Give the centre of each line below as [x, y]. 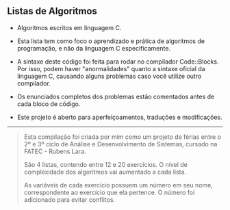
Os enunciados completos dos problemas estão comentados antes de [116, 96]
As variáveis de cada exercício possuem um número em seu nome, [118, 185]
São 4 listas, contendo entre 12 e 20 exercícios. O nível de [106, 164]
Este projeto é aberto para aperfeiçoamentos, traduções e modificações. [119, 117]
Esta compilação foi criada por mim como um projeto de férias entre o [122, 137]
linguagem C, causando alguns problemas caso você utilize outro [109, 76]
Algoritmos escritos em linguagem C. [69, 27]
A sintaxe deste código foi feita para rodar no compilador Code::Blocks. [118, 62]
